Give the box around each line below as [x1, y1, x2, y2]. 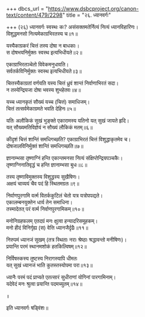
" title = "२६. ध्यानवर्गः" [62, 11, 111, 19]
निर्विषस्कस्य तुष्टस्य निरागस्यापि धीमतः [6, 255, 78, 262]
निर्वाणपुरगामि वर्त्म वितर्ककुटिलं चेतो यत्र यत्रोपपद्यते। [6, 192, 103, 199]
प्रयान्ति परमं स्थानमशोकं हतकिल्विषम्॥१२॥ [6, 243, 87, 250]
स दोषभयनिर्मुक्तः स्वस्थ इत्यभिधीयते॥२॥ [6, 49, 83, 56]
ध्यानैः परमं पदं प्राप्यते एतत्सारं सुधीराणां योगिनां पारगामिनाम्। [6, 274, 116, 280]
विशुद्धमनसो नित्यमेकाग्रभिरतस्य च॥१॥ [6, 30, 78, 37]
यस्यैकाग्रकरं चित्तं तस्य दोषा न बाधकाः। [6, 42, 80, 49]
